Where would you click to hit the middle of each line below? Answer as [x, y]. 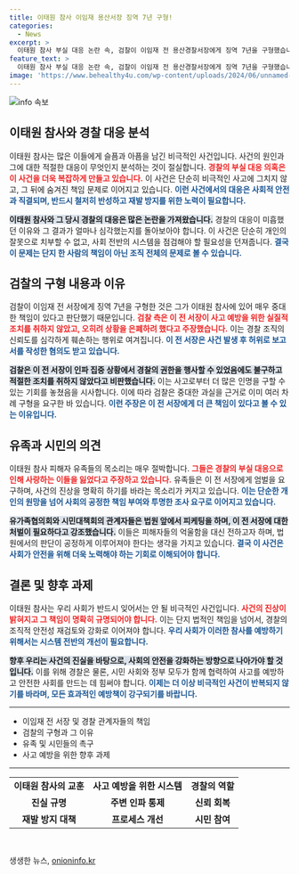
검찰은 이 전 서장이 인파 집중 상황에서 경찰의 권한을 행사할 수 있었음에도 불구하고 [146, 370]
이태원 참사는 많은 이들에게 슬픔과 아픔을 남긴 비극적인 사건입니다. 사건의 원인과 [147, 156]
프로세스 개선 [137, 819]
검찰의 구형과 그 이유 [58, 732]
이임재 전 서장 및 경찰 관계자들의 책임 [86, 721]
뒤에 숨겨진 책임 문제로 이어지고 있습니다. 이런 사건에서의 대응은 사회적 [152, 189]
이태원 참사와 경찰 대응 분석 [79, 133]
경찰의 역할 [213, 786]
